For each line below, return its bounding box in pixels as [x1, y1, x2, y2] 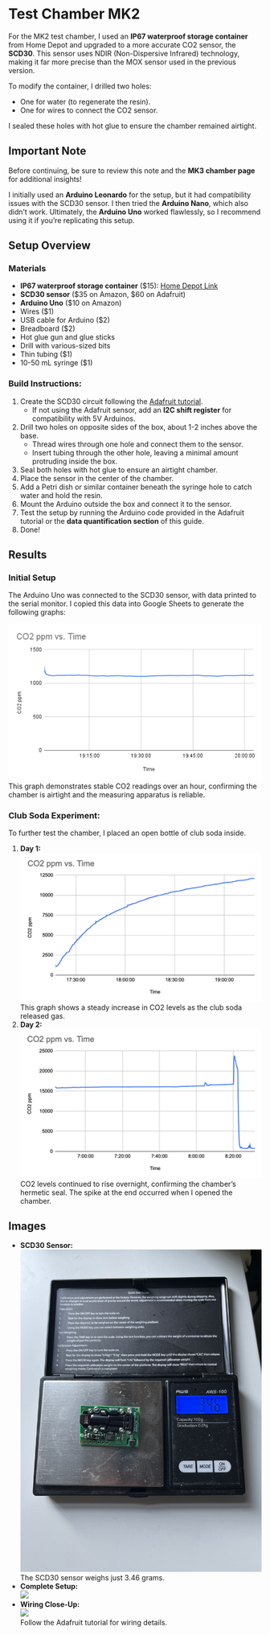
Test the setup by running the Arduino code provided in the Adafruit [19, 508, 245, 517]
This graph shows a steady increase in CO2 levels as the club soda [19, 1003, 243, 1012]
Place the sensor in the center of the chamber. [19, 473, 174, 483]
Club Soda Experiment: [8, 809, 100, 821]
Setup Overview [8, 239, 91, 253]
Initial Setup [8, 572, 56, 583]
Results [8, 548, 47, 562]
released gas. [19, 1011, 66, 1021]
